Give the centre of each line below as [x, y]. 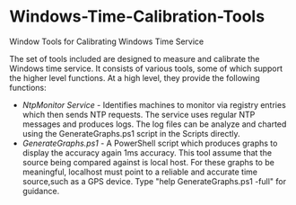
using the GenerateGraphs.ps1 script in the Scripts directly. [131, 133]
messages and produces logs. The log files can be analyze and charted [154, 124]
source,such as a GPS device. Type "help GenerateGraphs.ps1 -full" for [154, 181]
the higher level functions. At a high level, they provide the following [135, 77]
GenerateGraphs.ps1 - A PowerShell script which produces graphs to [150, 143]
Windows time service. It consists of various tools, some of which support [146, 68]
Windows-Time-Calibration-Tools [137, 17]
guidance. [41, 191]
